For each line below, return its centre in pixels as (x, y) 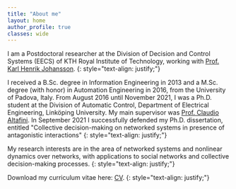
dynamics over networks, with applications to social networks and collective (118, 156)
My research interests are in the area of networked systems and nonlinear (115, 149)
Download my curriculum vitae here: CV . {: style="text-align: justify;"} (108, 178)
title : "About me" (34, 14)
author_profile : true (39, 27)
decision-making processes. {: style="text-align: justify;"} (91, 164)
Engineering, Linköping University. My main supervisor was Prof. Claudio (113, 113)
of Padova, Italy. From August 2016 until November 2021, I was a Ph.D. (110, 98)
